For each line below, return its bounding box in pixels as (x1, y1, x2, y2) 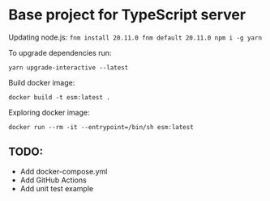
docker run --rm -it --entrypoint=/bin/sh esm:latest (8, 123, 195, 131)
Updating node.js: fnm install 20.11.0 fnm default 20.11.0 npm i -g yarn (8, 32, 262, 42)
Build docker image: (8, 77, 75, 87)
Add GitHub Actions (19, 175, 87, 185)
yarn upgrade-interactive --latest (8, 63, 129, 72)
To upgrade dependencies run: (8, 48, 112, 57)
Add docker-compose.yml (19, 166, 108, 176)
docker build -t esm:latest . (8, 93, 111, 102)
